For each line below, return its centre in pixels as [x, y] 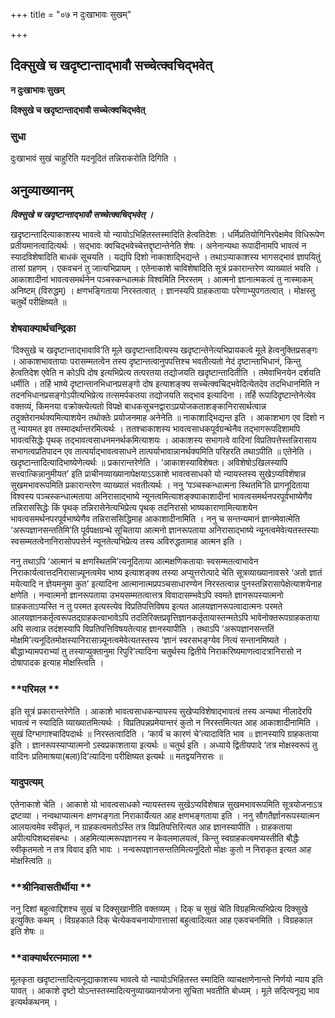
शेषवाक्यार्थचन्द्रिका [43, 328]
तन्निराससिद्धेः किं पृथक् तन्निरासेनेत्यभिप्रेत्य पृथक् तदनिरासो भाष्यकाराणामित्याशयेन [134, 508]
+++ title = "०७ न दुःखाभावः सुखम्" [71, 14]
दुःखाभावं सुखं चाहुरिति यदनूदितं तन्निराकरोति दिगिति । [93, 158]
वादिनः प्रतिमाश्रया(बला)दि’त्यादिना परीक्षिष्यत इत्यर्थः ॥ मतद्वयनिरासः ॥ [116, 756]
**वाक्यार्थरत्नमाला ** [51, 958]
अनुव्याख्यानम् [41, 190]
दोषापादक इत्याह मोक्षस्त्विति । [57, 663]
